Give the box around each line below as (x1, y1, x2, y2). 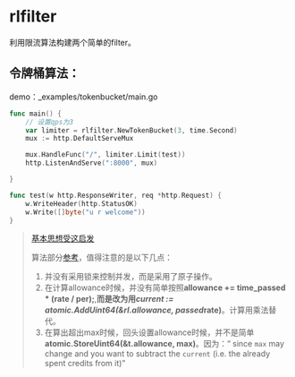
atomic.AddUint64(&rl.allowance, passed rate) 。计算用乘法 (44, 304, 269, 315)
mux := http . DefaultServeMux (25, 134, 134, 143)
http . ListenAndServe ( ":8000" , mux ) (25, 159, 158, 167)
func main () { (9, 109, 63, 118)
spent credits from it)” (44, 358, 126, 369)
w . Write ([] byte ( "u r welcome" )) (25, 208, 146, 217)
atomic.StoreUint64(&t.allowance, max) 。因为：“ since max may (44, 338, 284, 349)
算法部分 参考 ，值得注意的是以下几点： (30, 253, 173, 263)
